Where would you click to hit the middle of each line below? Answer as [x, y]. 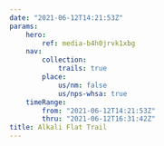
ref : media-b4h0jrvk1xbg [89, 43]
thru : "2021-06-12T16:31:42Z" [99, 119]
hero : [36, 34]
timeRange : [46, 102]
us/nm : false [82, 85]
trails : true [82, 69]
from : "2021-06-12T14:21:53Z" [99, 111]
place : [54, 77]
